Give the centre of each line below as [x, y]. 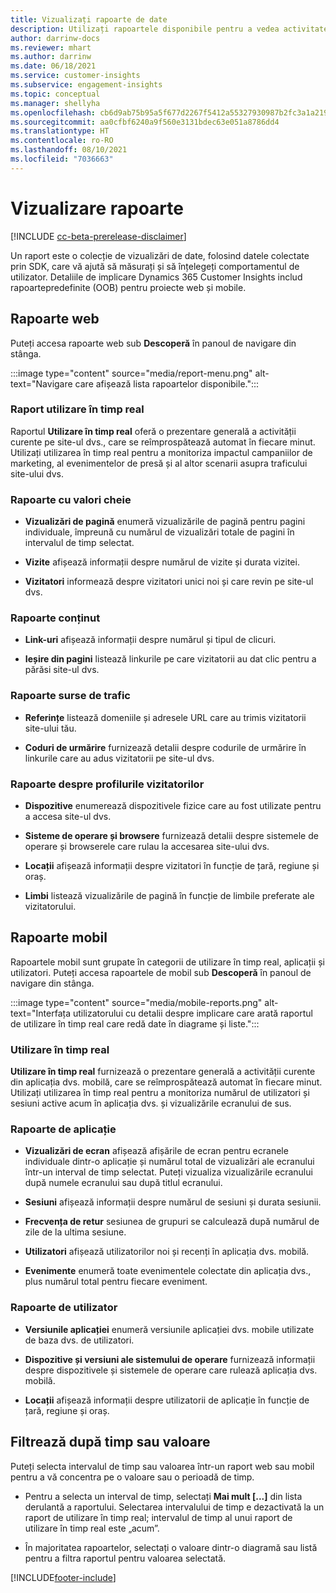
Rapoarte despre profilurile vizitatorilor [107, 784]
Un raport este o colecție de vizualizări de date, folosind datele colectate [160, 255]
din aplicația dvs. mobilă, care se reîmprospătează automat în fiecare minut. [166, 1082]
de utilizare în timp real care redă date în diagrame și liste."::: [135, 1023]
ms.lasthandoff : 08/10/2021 [69, 150]
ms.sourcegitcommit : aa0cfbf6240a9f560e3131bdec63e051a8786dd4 [145, 122]
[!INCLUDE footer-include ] [63, 1577]
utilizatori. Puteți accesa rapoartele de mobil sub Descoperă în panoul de [161, 972]
